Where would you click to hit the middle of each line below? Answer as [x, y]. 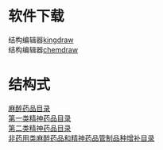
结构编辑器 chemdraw [43, 49]
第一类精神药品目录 [40, 118]
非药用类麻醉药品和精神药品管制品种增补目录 [81, 138]
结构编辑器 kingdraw [41, 40]
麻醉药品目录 [29, 108]
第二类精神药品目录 [40, 128]
